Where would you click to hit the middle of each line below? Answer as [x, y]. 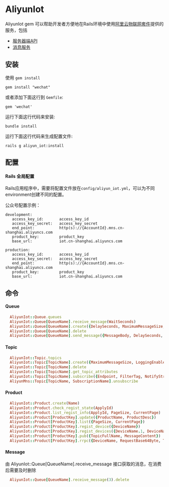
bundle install [21, 126]
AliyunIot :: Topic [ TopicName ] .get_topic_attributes [64, 372]
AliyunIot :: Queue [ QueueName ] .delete [48, 331]
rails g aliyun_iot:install [35, 146]
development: [19, 215]
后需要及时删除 [21, 470]
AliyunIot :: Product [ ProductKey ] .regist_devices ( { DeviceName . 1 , [77, 432]
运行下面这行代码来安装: [30, 116]
